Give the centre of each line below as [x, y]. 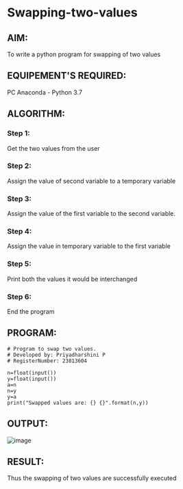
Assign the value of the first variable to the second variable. [91, 214]
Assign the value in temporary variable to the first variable [89, 246]
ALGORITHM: [36, 114]
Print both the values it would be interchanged [72, 279]
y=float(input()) [32, 379]
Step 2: [20, 166]
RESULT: [26, 462]
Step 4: [20, 231]
